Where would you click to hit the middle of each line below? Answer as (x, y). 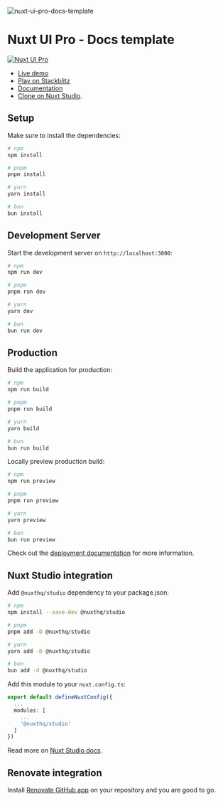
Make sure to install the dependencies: (64, 135)
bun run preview (31, 540)
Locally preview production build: (56, 462)
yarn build (23, 428)
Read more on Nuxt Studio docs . (55, 750)
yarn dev (20, 311)
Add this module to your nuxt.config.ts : (66, 684)
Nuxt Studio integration (60, 575)
